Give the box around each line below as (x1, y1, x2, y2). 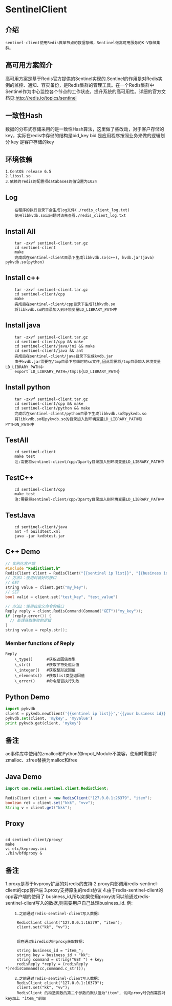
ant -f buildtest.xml (14, 529, 60, 534)
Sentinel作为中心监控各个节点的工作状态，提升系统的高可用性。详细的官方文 (5, 88, 166, 95)
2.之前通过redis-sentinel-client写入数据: (14, 976, 100, 981)
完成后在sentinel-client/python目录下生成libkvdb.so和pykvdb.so (14, 411, 147, 416)
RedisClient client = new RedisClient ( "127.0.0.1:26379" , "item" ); (5, 795, 153, 800)
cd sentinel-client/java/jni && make (14, 343, 95, 349)
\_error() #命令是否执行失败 (14, 679, 80, 684)
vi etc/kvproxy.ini (5, 846, 47, 851)
